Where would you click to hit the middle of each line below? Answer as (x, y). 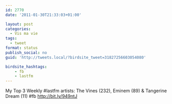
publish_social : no (26, 53)
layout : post (19, 24)
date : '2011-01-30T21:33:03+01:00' (44, 15)
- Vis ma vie (24, 34)
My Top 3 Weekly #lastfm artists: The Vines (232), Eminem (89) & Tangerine (86, 91)
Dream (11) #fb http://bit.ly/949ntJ (41, 96)
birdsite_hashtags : (26, 67)
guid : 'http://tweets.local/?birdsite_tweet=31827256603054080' (76, 57)
